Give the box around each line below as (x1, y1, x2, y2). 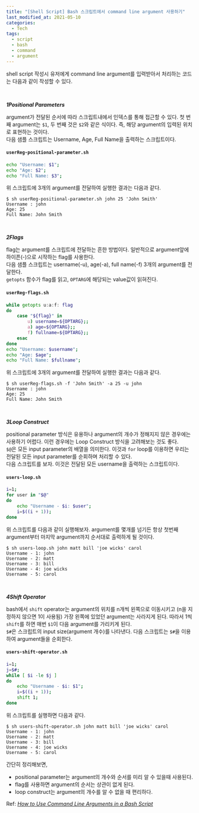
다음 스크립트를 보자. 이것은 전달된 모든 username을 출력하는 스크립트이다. (6, 460, 180, 468)
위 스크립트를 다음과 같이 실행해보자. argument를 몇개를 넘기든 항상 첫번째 (6, 525, 179, 533)
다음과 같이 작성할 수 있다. (12, 77, 73, 85)
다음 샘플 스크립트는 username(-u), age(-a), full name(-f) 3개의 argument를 (6, 261, 187, 268)
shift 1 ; (17, 694, 39, 700)
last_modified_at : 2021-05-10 (6, 14, 81, 20)
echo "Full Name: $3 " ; (6, 173, 62, 179)
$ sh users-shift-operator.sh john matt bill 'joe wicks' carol (6, 723, 169, 730)
